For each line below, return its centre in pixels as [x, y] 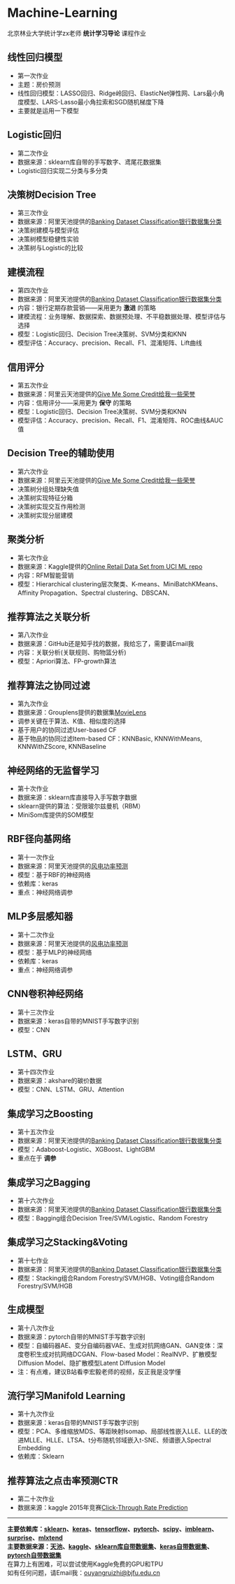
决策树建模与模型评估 [48, 230]
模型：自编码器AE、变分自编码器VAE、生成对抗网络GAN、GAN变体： [117, 1345]
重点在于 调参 [37, 1158]
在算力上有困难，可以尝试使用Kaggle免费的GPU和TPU [85, 1564]
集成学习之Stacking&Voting [67, 1242]
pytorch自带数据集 [34, 1555]
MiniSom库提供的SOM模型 [56, 815]
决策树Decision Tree [52, 194]
